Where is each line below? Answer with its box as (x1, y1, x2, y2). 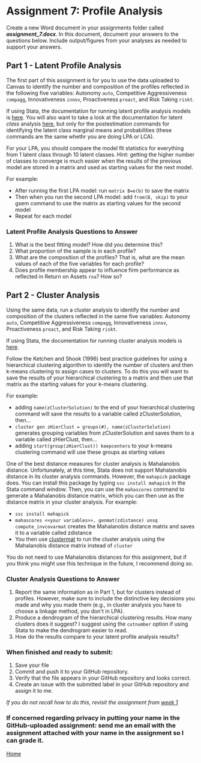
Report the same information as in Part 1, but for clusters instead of (14, 588, 181, 596)
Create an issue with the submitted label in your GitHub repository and (14, 681, 189, 688)
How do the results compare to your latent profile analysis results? (14, 633, 179, 641)
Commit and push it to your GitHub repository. (14, 668, 129, 675)
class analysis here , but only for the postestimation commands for (6, 120, 170, 127)
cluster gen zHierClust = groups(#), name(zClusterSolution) (14, 424, 172, 430)
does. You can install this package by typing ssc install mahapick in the (6, 479, 186, 486)
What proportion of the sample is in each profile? (14, 247, 136, 255)
